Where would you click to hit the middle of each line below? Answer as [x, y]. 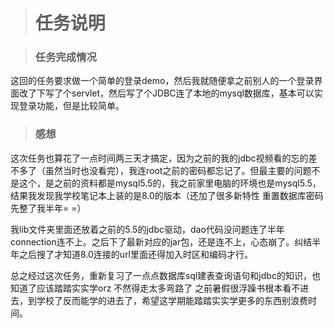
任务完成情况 [65, 57]
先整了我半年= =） [48, 208]
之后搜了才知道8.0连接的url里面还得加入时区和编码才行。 [136, 254]
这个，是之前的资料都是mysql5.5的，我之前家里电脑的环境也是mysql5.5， [170, 183]
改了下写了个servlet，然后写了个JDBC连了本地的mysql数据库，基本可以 [166, 93]
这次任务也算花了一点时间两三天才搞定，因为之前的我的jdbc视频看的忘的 [159, 158]
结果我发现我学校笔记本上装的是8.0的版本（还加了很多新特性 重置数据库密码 [167, 195]
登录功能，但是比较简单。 [71, 106]
